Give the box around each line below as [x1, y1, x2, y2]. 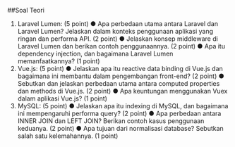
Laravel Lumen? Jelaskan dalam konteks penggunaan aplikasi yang [17, 27, 214, 35]
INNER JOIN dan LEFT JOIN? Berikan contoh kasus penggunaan [17, 117, 205, 125]
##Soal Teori [7, 6, 44, 14]
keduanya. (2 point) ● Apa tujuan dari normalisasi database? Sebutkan [17, 124, 224, 132]
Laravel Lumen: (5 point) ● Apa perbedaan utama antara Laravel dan [17, 20, 219, 27]
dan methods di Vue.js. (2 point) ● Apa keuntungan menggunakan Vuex [17, 87, 228, 95]
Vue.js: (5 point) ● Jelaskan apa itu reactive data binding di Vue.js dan [17, 65, 224, 72]
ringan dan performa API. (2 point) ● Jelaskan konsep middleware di [17, 34, 219, 43]
